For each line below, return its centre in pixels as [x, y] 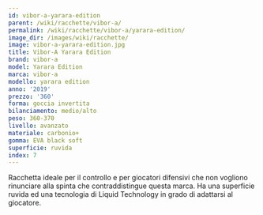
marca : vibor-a [33, 74]
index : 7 [23, 155]
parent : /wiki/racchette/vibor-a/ [65, 23]
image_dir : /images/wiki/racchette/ [68, 38]
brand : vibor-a [33, 60]
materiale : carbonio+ [44, 133]
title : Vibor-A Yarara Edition [60, 52]
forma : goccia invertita [49, 104]
